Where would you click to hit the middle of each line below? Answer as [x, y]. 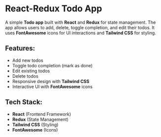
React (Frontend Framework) [42, 114]
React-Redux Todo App [54, 9]
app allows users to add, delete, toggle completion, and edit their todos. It [80, 27]
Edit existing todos [31, 71]
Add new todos [28, 60]
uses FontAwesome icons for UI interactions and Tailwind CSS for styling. [80, 33]
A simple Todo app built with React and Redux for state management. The [80, 22]
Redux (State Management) [40, 119]
